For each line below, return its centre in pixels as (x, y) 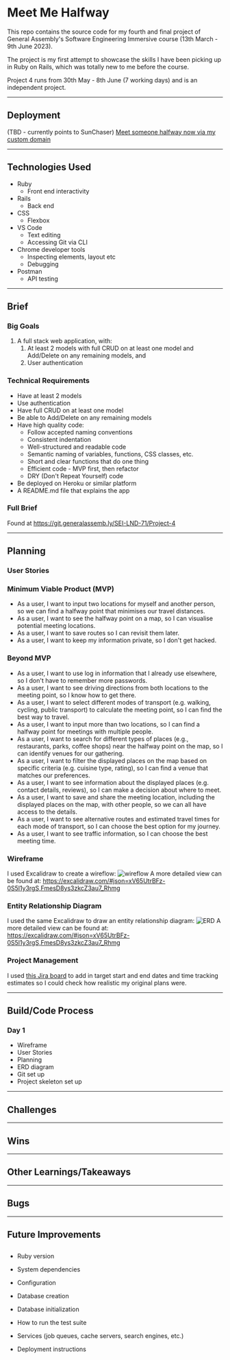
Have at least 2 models (49, 395)
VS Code (29, 227)
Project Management (43, 961)
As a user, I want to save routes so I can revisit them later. (98, 633)
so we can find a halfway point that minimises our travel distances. (111, 611)
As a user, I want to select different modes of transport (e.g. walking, (114, 702)
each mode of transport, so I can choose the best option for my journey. (118, 826)
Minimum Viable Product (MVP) (61, 589)
